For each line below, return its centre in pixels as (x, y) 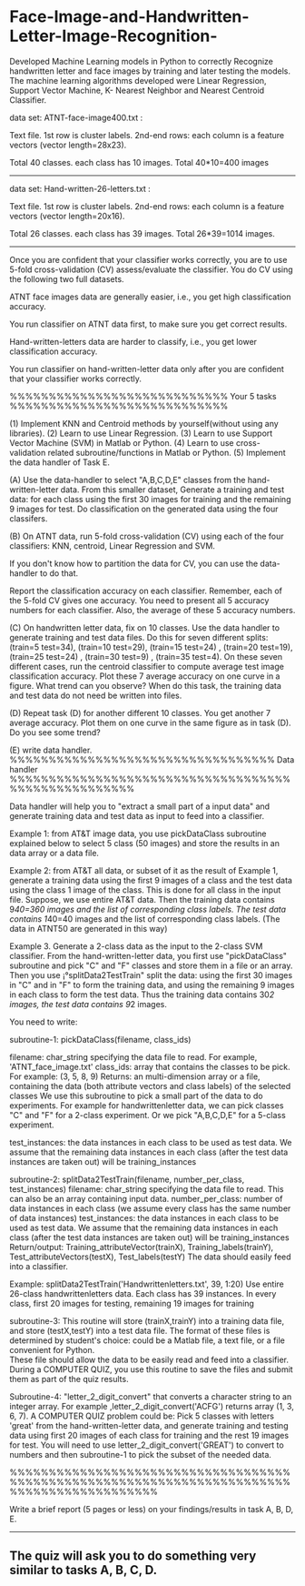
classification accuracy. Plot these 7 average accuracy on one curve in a (145, 676)
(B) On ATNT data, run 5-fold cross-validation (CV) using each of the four (147, 536)
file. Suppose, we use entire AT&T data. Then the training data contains (142, 899)
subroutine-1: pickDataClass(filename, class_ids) (100, 1039)
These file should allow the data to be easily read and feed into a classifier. (149, 1359)
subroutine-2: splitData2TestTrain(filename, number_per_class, (127, 1179)
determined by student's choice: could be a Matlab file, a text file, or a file (148, 1340)
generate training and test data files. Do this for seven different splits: (139, 637)
